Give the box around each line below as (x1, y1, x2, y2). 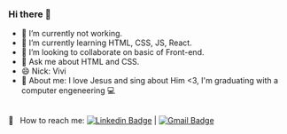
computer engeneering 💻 (20, 85, 116, 96)
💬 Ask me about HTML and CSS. (20, 57, 140, 67)
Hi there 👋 (8, 8, 52, 20)
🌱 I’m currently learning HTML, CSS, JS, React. (20, 37, 192, 48)
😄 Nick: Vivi (20, 66, 67, 76)
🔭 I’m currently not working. (20, 28, 123, 39)
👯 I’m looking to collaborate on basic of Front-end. (20, 47, 205, 58)
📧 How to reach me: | (8, 115, 157, 126)
